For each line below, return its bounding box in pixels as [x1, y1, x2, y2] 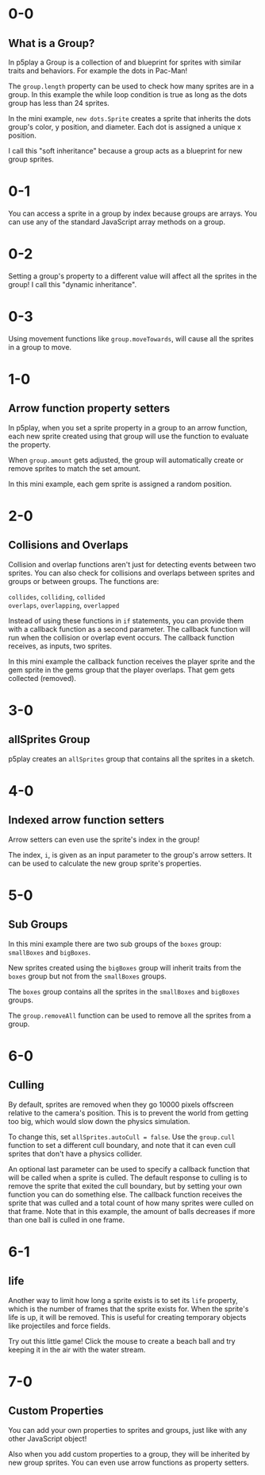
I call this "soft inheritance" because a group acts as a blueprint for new [8, 146, 243, 155]
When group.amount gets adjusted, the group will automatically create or [8, 455, 244, 465]
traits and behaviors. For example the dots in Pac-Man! [8, 66, 188, 76]
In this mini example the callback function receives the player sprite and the [8, 656, 255, 666]
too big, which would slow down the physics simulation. [8, 1116, 190, 1126]
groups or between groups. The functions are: [8, 576, 159, 586]
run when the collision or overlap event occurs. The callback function [8, 632, 235, 642]
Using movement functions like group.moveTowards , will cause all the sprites [8, 333, 254, 343]
